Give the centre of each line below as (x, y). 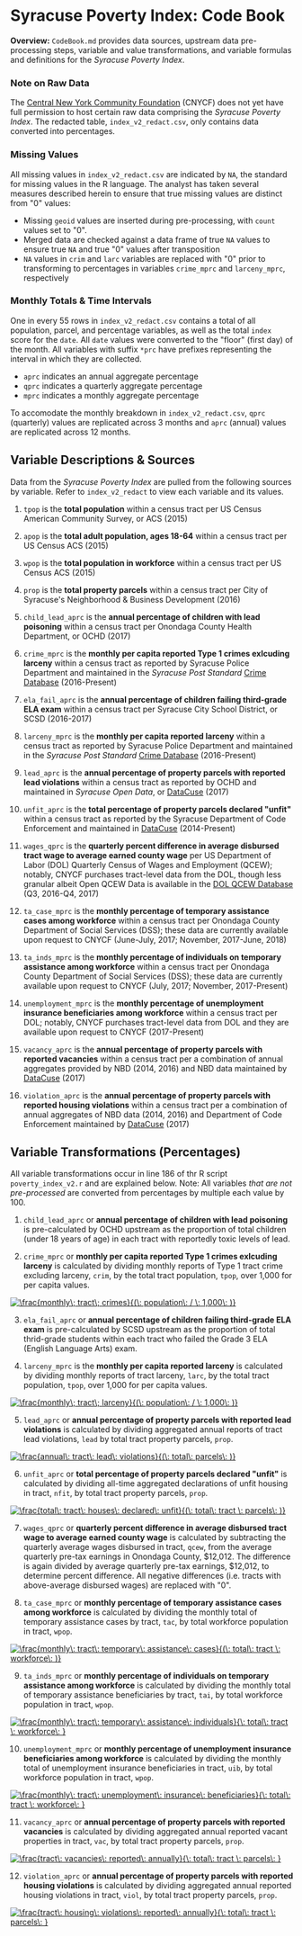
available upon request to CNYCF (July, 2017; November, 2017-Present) (155, 985)
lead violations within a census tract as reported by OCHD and (140, 782)
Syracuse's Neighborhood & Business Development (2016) (132, 599)
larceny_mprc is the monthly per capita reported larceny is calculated (153, 1366)
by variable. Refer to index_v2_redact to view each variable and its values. (147, 491)
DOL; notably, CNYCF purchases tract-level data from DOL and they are (156, 1022)
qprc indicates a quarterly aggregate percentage (113, 385)
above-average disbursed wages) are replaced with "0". (127, 1585)
